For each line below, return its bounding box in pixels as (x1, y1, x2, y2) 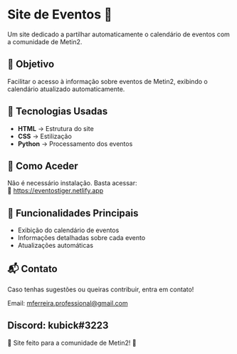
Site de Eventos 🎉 (7, 6, 112, 23)
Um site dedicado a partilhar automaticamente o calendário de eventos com (7, 30, 230, 38)
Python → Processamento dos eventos (17, 139, 133, 148)
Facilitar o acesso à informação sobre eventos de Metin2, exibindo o (7, 77, 208, 85)
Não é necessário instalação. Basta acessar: (7, 179, 137, 187)
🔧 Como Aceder (7, 160, 78, 172)
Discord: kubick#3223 (7, 320, 109, 332)
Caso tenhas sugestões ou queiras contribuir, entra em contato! (7, 285, 194, 293)
